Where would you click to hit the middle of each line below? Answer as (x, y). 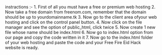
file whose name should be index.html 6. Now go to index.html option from (79, 32)
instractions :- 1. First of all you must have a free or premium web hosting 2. (80, 7)
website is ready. (22, 48)
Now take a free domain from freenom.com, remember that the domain (76, 12)
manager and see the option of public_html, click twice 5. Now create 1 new (80, 27)
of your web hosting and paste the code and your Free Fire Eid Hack (73, 42)
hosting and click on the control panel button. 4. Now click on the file (74, 22)
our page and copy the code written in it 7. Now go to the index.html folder (79, 37)
